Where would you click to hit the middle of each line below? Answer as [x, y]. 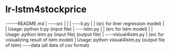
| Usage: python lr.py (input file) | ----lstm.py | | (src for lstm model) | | [79, 29]
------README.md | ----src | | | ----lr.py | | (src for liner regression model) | [85, 23]
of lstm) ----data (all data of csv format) [47, 45]
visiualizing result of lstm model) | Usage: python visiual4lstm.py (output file [85, 40]
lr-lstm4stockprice [46, 9]
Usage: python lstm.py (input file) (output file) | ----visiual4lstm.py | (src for [85, 34]
